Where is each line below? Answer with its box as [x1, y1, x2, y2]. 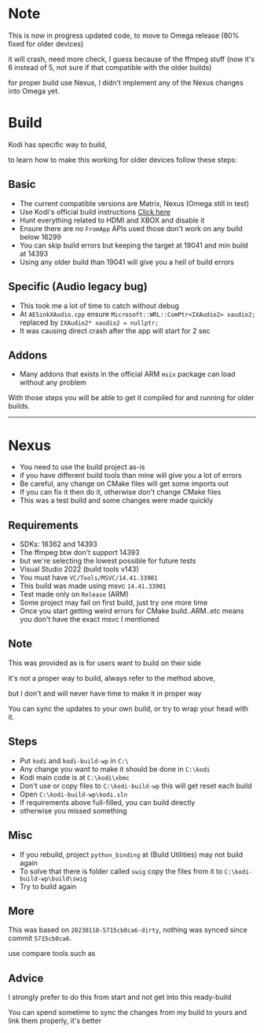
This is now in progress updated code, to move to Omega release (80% [8, 31, 240, 40]
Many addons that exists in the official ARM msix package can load [19, 369, 236, 379]
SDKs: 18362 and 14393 [19, 539, 98, 549]
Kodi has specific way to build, [8, 139, 108, 149]
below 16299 [19, 232, 61, 241]
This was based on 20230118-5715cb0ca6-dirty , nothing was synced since [8, 925, 247, 935]
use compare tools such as [8, 949, 96, 958]
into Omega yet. [8, 86, 60, 95]
